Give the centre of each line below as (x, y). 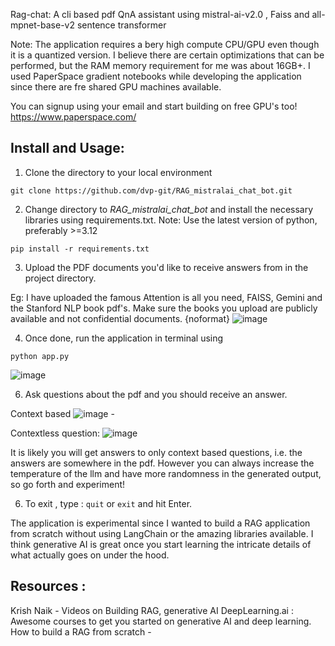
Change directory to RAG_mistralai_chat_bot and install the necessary (169, 209)
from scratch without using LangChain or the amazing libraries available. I (162, 533)
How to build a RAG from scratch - (81, 631)
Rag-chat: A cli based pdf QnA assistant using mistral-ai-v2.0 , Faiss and (160, 14)
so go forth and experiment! (68, 484)
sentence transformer (121, 25)
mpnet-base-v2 (42, 25)
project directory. (60, 278)
